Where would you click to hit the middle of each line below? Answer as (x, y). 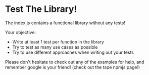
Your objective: (21, 32)
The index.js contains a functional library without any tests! (65, 23)
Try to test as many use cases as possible (55, 47)
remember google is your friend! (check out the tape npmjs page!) (73, 67)
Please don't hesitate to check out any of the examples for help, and (75, 62)
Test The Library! (41, 9)
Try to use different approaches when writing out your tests (73, 52)
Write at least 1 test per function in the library (58, 42)
